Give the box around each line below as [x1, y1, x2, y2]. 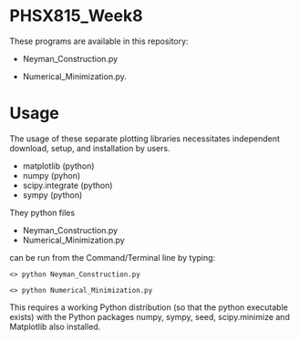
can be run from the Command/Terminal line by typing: [9, 252, 216, 263]
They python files [9, 207, 76, 218]
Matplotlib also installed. [9, 321, 101, 332]
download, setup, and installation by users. [9, 142, 170, 153]
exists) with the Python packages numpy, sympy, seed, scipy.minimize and [9, 311, 290, 322]
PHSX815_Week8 [9, 5, 143, 26]
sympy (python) [22, 189, 83, 201]
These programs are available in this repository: [9, 36, 189, 46]
